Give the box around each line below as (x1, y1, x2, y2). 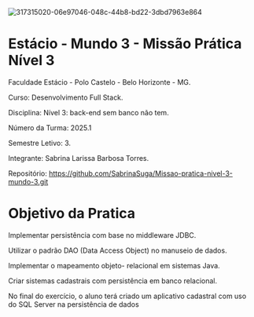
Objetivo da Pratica (8, 205, 136, 223)
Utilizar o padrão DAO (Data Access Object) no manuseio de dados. (8, 246, 227, 255)
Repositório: (8, 169, 47, 178)
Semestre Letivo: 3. (8, 138, 72, 148)
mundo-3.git (8, 177, 49, 186)
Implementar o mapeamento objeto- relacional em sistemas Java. (8, 261, 220, 270)
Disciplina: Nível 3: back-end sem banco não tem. (8, 107, 169, 117)
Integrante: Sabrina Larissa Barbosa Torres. (8, 153, 149, 162)
